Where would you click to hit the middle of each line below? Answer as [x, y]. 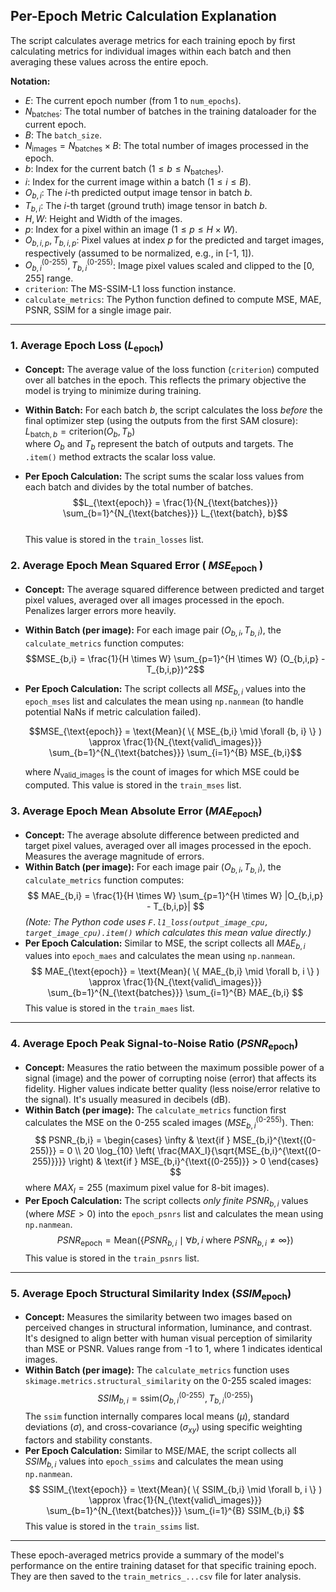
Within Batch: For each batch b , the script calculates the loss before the [173, 410]
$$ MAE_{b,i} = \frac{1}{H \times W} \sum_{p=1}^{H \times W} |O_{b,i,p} [175, 895]
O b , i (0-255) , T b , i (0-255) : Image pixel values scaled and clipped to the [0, [169, 265]
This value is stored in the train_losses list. [114, 540]
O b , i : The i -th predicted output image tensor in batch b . [138, 194]
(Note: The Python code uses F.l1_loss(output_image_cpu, [147, 921]
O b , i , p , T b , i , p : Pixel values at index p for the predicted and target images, [174, 241]
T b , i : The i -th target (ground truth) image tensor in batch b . [146, 207]
